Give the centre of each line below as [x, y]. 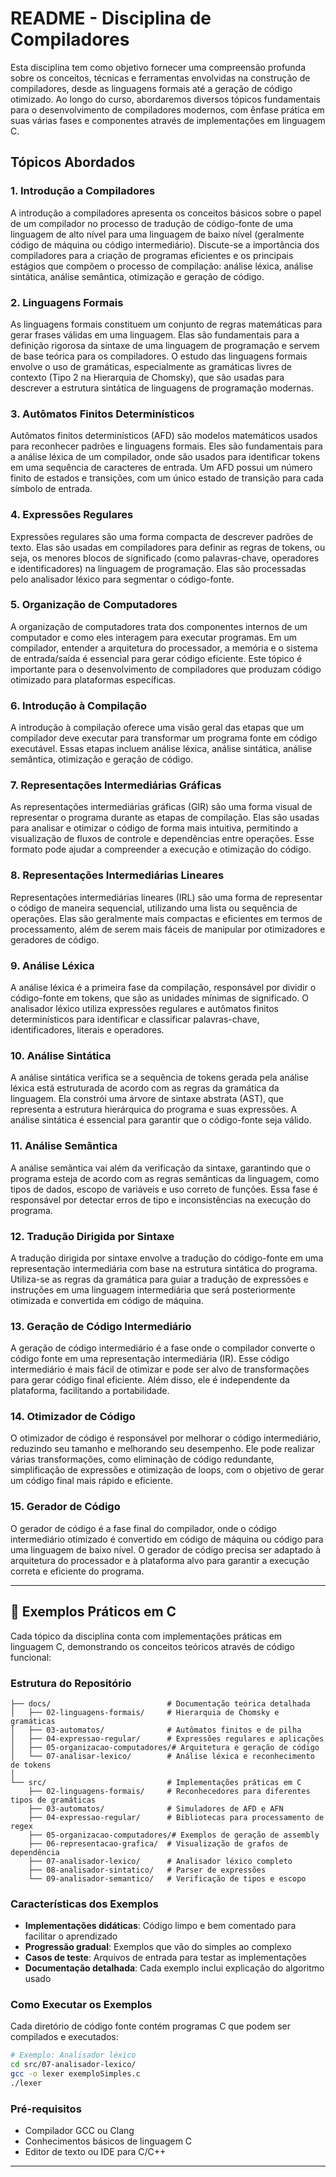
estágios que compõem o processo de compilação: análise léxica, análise [162, 266]
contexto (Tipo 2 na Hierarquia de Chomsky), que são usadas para [147, 377]
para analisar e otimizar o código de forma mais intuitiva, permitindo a [154, 828]
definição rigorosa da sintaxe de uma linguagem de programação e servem [165, 345]
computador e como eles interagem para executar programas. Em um [154, 637]
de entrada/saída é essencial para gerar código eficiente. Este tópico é [156, 658]
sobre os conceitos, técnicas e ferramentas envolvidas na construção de [160, 78]
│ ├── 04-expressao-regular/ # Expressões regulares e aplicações [167, 1738]
